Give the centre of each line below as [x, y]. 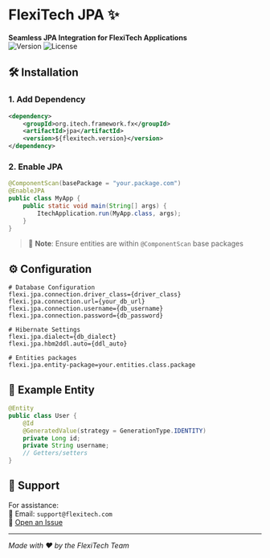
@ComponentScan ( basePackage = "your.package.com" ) [95, 184]
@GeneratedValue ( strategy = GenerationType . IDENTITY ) [115, 431]
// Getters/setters [55, 453]
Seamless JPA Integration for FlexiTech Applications [98, 37]
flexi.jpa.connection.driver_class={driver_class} [95, 295]
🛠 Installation [43, 73]
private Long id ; [52, 438]
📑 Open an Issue [35, 522]
